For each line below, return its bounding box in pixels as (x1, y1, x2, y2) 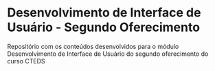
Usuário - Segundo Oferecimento (7, 19, 201, 35)
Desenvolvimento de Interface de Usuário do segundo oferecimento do (7, 50, 209, 58)
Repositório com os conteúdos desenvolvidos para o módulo (7, 42, 179, 50)
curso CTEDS (7, 57, 46, 65)
